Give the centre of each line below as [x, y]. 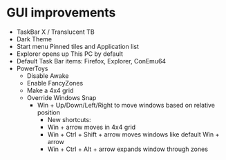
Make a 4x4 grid [50, 90]
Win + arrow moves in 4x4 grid [92, 127]
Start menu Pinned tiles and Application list [78, 46]
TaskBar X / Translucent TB [55, 32]
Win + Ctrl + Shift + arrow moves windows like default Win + [133, 134]
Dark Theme [34, 39]
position [48, 112]
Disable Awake [48, 76]
